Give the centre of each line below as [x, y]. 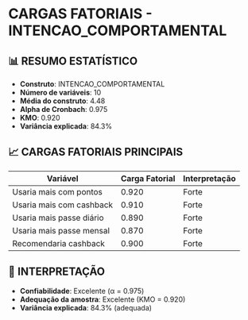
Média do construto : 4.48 [62, 101]
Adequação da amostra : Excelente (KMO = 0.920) [103, 299]
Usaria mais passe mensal [61, 230]
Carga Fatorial [148, 178]
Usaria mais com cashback [63, 205]
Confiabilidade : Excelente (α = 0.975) [82, 291]
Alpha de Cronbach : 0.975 [64, 109]
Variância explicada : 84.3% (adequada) [86, 307]
